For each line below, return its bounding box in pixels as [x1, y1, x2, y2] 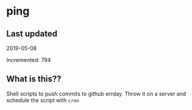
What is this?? [6, 74, 62, 84]
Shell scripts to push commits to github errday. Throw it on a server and [6, 90, 187, 97]
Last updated [6, 29, 58, 39]
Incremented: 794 [6, 57, 51, 63]
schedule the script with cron [6, 96, 79, 104]
